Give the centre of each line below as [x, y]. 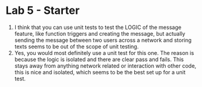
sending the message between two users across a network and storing [103, 40]
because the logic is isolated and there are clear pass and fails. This [99, 59]
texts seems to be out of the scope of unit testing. [77, 47]
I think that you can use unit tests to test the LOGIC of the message [98, 27]
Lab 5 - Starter [43, 11]
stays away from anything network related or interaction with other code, [105, 66]
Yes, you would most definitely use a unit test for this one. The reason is [104, 53]
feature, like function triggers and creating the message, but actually [100, 33]
